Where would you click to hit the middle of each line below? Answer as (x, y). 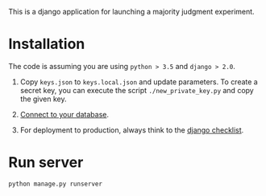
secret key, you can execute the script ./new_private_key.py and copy (137, 90)
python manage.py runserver (56, 184)
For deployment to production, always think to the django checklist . (132, 130)
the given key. (43, 99)
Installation (47, 44)
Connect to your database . (64, 114)
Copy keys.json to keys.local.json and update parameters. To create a (139, 82)
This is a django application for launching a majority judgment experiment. (132, 12)
